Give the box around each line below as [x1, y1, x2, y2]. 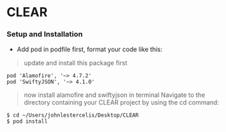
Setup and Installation [6, 29, 84, 39]
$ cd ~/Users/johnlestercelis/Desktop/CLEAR [6, 112, 139, 119]
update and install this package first [23, 59, 128, 67]
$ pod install [6, 118, 48, 125]
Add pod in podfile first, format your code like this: [16, 45, 163, 53]
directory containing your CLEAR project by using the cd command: [23, 98, 219, 107]
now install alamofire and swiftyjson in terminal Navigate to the [23, 91, 206, 99]
